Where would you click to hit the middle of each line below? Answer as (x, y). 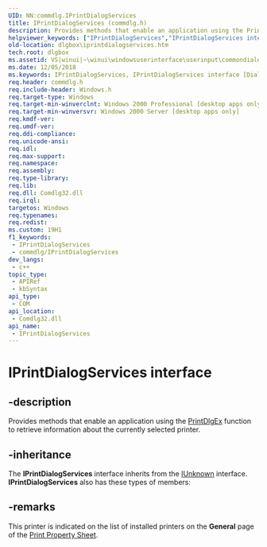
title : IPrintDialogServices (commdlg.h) (78, 23)
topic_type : (28, 274)
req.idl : (23, 149)
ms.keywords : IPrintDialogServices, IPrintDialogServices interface (124, 75)
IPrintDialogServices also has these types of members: (100, 483)
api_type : (25, 297)
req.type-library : (39, 178)
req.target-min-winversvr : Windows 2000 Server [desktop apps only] (124, 112)
